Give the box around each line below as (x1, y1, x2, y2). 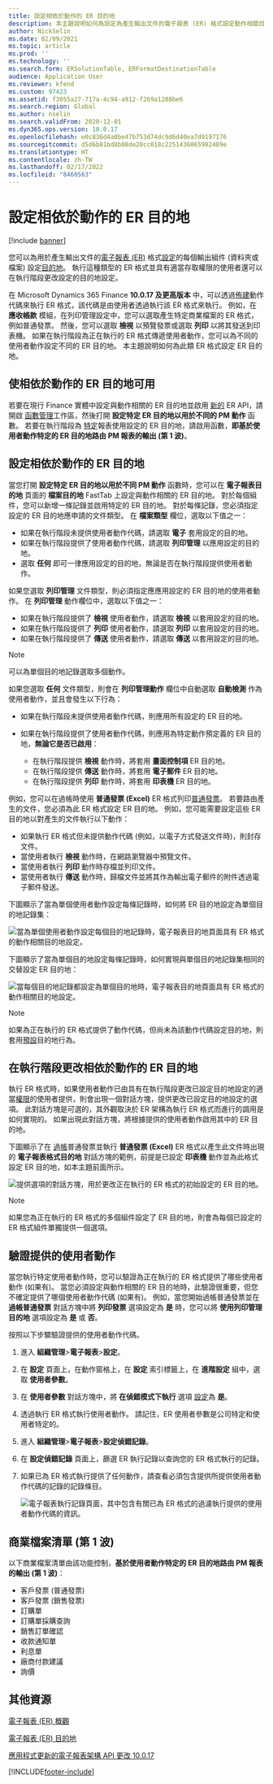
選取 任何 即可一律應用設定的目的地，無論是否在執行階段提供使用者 (19, 558, 245, 568)
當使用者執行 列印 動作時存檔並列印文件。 (19, 861, 160, 871)
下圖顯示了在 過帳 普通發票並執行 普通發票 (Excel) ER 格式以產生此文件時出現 (8, 1142, 265, 1151)
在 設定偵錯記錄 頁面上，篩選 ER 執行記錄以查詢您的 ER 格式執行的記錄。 (19, 1454, 264, 1464)
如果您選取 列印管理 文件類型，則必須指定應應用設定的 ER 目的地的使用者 (8, 585, 253, 595)
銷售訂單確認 (19, 1626, 63, 1635)
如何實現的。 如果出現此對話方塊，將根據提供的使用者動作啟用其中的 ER (8, 1115, 249, 1125)
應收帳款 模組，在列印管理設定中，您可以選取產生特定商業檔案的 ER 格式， (8, 310, 258, 320)
